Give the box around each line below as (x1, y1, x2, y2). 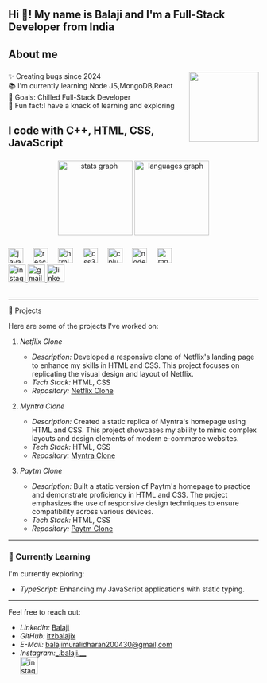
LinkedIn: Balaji (19, 623, 70, 633)
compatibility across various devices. (31, 506, 153, 516)
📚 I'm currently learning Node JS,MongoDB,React (8, 80, 173, 90)
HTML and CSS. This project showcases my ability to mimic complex (31, 425, 257, 435)
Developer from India (8, 21, 115, 34)
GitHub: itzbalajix (19, 631, 76, 641)
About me (8, 47, 58, 60)
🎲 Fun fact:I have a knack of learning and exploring (8, 100, 175, 110)
